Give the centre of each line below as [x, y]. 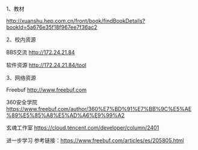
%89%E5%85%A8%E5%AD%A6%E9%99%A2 [66, 115]
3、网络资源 [21, 78]
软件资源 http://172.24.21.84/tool [46, 65]
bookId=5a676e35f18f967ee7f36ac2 [52, 27]
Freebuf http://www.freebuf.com [47, 90]
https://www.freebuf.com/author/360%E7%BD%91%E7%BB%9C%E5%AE [99, 109]
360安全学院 [22, 102]
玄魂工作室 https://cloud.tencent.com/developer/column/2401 [83, 127]
